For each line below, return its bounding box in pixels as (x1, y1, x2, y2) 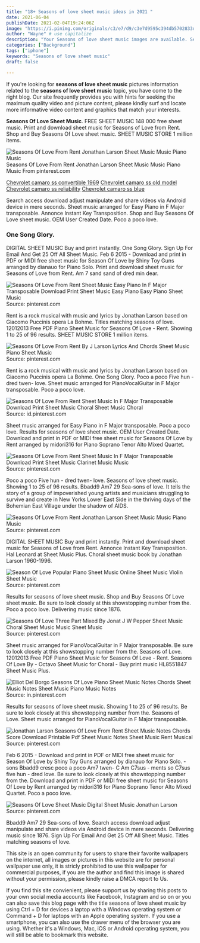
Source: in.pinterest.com (6, 691, 67, 698)
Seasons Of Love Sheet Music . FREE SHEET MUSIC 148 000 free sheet (6, 117, 183, 124)
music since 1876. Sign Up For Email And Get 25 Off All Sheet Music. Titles (6, 832, 189, 839)
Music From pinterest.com (6, 167, 70, 174)
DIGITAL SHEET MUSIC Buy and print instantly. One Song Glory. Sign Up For (6, 244, 193, 251)
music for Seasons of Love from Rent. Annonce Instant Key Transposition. (6, 544, 187, 551)
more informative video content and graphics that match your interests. (6, 106, 181, 113)
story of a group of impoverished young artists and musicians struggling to (6, 489, 189, 496)
